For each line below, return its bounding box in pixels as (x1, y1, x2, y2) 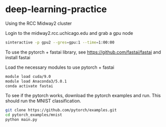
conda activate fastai (5, 83, 53, 89)
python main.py (5, 117, 38, 122)
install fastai (5, 54, 30, 60)
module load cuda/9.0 (5, 74, 51, 79)
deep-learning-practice (5, 4, 107, 15)
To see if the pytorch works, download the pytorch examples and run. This (5, 93, 161, 99)
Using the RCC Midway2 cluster (5, 20, 72, 26)
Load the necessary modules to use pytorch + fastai (5, 64, 115, 70)
